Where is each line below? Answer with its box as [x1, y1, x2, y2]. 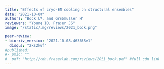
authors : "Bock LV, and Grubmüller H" [5, 16, 84, 21]
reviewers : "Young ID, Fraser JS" [5, 20, 76, 26]
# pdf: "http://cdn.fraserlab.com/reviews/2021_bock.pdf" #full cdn [5, 56, 150, 61]
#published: [5, 47, 29, 52]
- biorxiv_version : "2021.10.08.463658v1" [5, 38, 93, 44]
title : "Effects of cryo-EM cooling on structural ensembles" [5, 7, 134, 12]
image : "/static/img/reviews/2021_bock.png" [5, 25, 97, 30]
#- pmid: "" [5, 52, 29, 57]
